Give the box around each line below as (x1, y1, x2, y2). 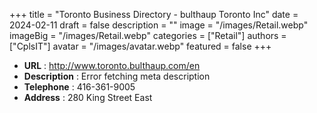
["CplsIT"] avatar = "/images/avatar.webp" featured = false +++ (9, 40, 272, 52)
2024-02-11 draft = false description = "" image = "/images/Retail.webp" (9, 19, 309, 31)
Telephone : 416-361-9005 (23, 81, 136, 93)
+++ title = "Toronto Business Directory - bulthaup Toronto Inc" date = (9, 9, 299, 20)
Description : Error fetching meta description (23, 70, 211, 82)
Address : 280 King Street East (23, 92, 153, 103)
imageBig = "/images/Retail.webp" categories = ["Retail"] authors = (9, 30, 287, 41)
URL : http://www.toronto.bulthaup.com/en (23, 60, 201, 71)
